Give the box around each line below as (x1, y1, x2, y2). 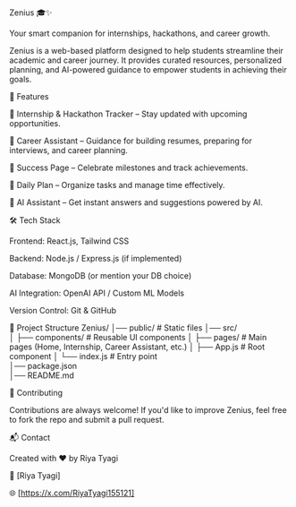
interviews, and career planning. (9, 145, 128, 155)
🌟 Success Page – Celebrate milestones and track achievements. (9, 162, 249, 173)
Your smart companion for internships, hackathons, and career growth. (9, 28, 271, 39)
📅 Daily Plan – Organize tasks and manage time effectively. (9, 180, 225, 190)
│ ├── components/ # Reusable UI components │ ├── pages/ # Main (9, 332, 267, 342)
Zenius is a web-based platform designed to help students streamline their (9, 46, 284, 56)
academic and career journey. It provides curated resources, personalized (9, 55, 283, 65)
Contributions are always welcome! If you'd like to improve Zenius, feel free (9, 405, 288, 415)
